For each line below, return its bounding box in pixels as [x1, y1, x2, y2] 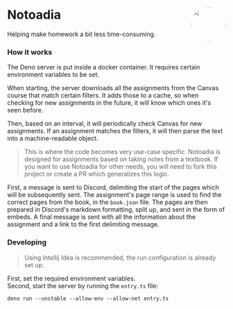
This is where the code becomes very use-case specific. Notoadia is [24, 148, 221, 156]
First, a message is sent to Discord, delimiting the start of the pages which [7, 183, 220, 192]
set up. [24, 260, 44, 269]
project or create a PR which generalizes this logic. [24, 170, 170, 178]
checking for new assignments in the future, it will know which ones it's [7, 99, 212, 107]
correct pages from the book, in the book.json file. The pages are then [7, 198, 208, 206]
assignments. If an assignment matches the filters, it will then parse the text [7, 127, 223, 135]
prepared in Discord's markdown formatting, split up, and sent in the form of [7, 206, 225, 214]
